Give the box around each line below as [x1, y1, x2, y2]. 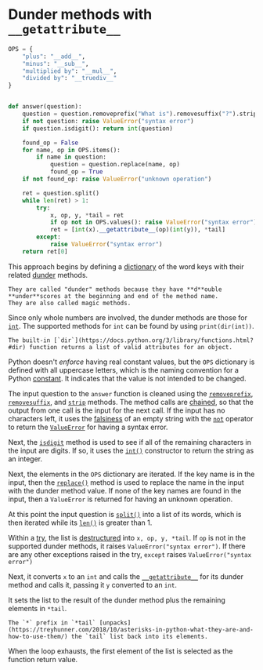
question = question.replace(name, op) [49, 161, 180, 169]
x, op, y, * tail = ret [49, 211, 124, 219]
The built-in [8, 336, 51, 344]
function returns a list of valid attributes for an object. [28, 343, 233, 351]
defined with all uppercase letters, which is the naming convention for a [8, 365, 239, 374]
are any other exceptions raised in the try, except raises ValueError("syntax [8, 549, 252, 559]
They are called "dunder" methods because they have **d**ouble [8, 285, 222, 293]
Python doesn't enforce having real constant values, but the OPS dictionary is [8, 357, 255, 366]
